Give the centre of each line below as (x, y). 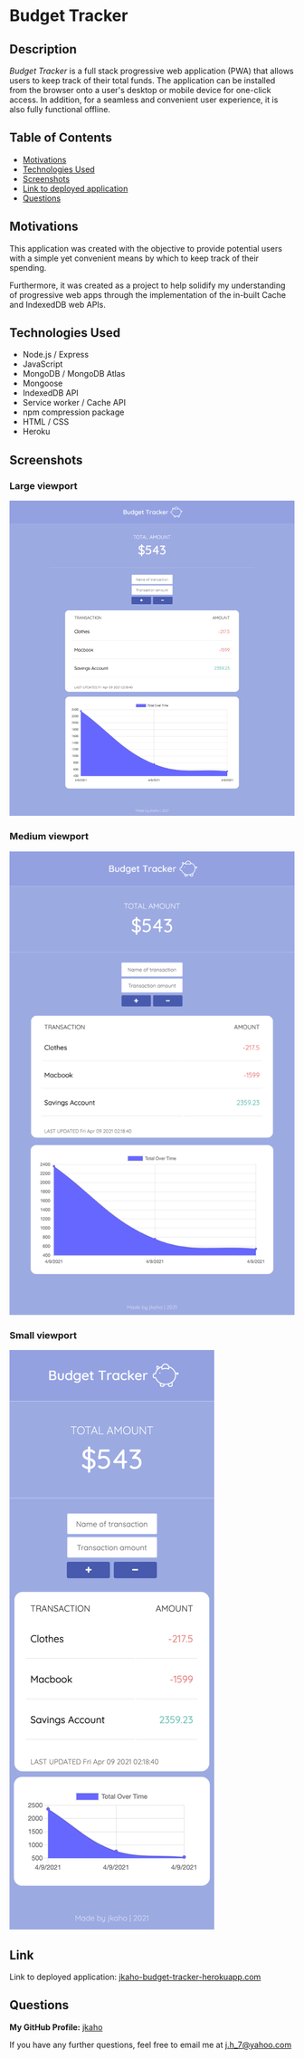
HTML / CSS (46, 422)
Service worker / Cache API (74, 403)
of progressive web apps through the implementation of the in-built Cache (148, 294)
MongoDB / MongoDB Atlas (74, 374)
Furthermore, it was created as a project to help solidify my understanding (147, 285)
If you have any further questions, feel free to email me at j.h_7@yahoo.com (151, 2045)
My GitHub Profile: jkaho (56, 2027)
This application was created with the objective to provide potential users (146, 248)
